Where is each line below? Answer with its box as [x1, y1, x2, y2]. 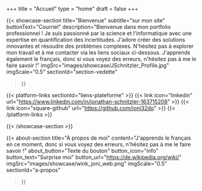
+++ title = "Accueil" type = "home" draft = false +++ [6, 5, 139, 12]
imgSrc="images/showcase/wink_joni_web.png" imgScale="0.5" [6, 160, 168, 167]
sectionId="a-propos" [6, 166, 61, 173]
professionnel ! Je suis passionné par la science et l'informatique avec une [6, 30, 192, 37]
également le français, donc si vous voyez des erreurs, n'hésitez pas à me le [6, 56, 197, 62]
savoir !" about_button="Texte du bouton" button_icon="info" [6, 147, 159, 154]
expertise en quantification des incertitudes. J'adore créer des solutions [6, 36, 186, 43]
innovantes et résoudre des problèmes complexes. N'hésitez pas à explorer [6, 42, 194, 50]
